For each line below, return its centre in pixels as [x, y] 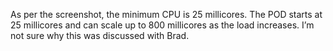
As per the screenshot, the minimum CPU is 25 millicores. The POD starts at [166, 14]
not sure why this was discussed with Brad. [100, 35]
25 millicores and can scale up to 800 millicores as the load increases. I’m [162, 25]
